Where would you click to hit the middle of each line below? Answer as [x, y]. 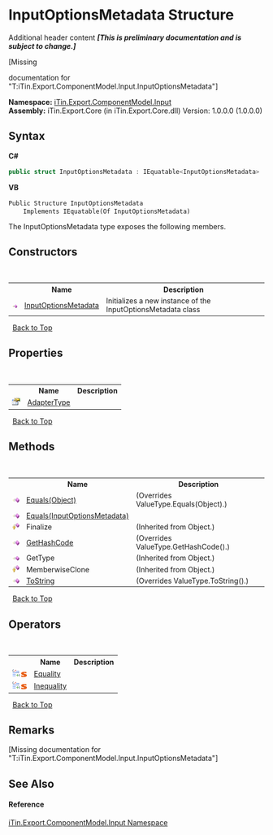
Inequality [50, 686]
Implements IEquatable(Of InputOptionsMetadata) [107, 211]
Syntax [27, 136]
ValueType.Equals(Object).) [181, 504]
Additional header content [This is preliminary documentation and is [125, 37]
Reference [26, 805]
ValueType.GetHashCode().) [182, 547]
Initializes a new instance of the [158, 301]
